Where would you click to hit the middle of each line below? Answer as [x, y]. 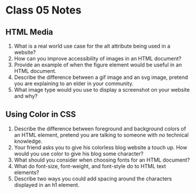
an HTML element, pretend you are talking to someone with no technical [101, 135]
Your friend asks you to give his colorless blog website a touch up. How [100, 147]
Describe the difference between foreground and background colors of [100, 128]
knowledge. [28, 141]
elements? [26, 172]
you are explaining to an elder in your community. [74, 83]
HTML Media [29, 32]
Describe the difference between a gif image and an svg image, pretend [101, 77]
